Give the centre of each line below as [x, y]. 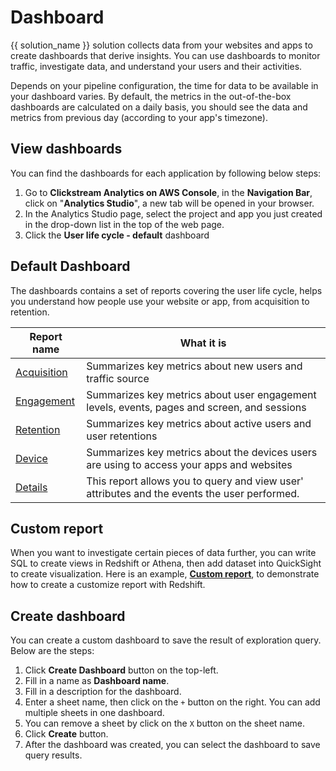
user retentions [122, 436]
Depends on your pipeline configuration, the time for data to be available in [164, 85]
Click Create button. [66, 734]
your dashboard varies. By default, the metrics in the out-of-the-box [151, 96]
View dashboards [66, 149]
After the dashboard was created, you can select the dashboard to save [172, 745]
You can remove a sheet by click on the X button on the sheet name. [164, 723]
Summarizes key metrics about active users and [199, 423]
